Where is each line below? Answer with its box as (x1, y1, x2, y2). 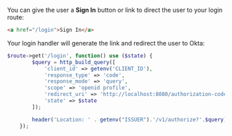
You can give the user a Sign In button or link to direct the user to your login (7, 6, 223, 14)
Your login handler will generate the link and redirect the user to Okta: (7, 39, 205, 47)
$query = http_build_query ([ (32, 59, 116, 66)
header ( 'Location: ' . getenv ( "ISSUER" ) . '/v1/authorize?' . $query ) (32, 116, 227, 123)
